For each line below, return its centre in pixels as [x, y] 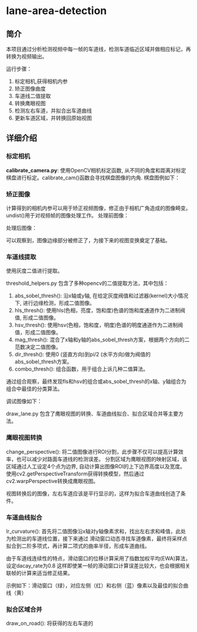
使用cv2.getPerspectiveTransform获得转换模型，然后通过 [75, 474]
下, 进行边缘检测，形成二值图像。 [55, 303]
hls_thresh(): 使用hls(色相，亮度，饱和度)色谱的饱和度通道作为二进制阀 [100, 310]
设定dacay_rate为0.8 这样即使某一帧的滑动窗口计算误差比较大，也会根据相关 [98, 565]
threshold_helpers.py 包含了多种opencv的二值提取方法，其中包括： [87, 283]
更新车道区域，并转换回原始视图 [53, 118]
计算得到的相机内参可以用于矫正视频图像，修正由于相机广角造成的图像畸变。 [98, 208]
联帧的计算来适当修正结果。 [40, 573]
